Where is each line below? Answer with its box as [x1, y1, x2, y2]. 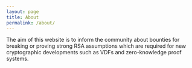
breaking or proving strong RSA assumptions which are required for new [6, 42, 187, 50]
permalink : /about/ [6, 20, 56, 26]
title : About [6, 14, 39, 20]
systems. [6, 55, 29, 63]
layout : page [6, 8, 39, 15]
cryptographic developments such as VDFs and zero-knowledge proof [6, 49, 182, 56]
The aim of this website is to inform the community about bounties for [6, 36, 180, 44]
